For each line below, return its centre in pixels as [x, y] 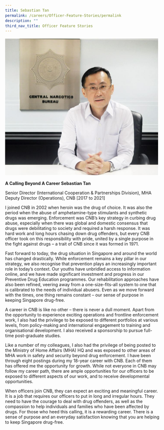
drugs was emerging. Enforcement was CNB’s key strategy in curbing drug [80, 218]
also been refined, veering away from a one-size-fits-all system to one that [81, 284]
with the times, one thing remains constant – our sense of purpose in [74, 295]
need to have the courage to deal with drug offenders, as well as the [74, 401]
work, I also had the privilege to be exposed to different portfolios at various [82, 320]
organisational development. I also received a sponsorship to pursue [74, 330]
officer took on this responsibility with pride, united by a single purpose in [79, 238]
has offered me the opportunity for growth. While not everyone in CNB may [81, 366]
